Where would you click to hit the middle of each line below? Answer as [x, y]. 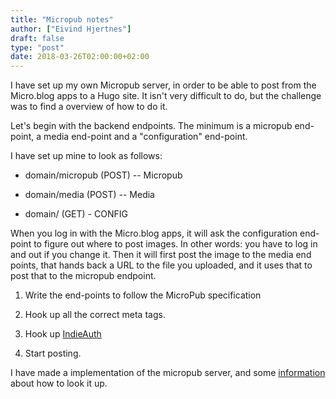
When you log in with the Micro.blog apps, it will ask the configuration [154, 233]
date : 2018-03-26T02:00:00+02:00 [80, 57]
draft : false [37, 38]
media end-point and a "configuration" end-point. [145, 137]
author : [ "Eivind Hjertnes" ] [71, 29]
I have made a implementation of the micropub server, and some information [168, 373]
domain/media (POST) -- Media [89, 195]
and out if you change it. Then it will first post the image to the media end [161, 255]
